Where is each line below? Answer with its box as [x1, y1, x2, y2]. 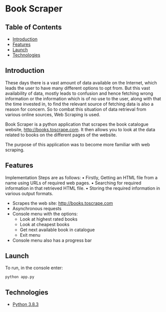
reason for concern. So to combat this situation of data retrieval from [5, 106, 147, 112]
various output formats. [5, 190, 53, 196]
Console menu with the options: [12, 211, 78, 217]
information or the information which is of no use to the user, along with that [5, 95, 161, 101]
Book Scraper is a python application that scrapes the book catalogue [5, 121, 149, 127]
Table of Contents [5, 23, 62, 31]
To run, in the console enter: [5, 265, 63, 271]
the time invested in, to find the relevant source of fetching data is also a [5, 101, 154, 107]
